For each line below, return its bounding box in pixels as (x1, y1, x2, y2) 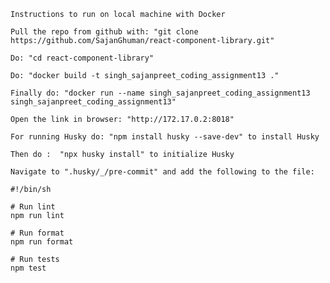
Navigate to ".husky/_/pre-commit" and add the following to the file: (10, 167, 315, 177)
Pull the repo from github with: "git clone (10, 27, 199, 37)
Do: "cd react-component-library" (10, 53, 155, 63)
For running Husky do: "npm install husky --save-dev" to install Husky (10, 132, 320, 142)
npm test (10, 263, 47, 273)
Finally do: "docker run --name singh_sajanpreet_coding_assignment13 (10, 88, 311, 98)
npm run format (10, 237, 74, 247)
